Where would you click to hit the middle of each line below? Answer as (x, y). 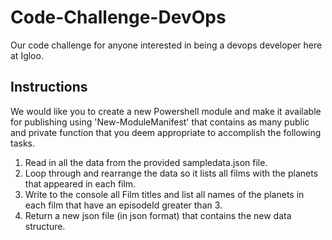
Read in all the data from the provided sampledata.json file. (146, 162)
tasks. (23, 143)
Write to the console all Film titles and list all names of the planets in (164, 194)
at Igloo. (27, 55)
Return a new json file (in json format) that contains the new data (158, 215)
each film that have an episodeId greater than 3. (123, 205)
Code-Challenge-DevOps (118, 17)
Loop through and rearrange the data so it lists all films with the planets (171, 173)
